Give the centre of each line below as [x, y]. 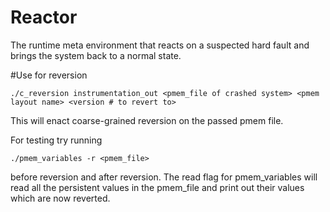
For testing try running [56, 140]
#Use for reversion [49, 75]
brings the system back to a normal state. [96, 55]
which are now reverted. [60, 198]
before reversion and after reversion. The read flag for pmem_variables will [164, 177]
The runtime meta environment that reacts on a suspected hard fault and [160, 45]
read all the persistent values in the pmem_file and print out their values [157, 187]
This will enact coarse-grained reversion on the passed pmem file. [147, 120]
